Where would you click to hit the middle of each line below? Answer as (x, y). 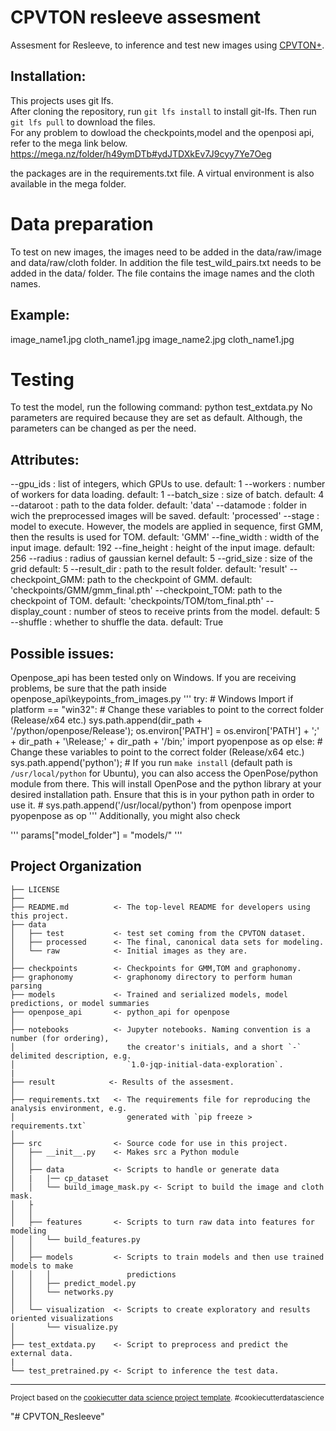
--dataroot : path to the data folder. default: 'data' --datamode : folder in (159, 505)
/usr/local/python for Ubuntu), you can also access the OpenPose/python (164, 773)
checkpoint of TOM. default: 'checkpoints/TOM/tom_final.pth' (137, 601)
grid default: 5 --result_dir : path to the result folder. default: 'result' (149, 569)
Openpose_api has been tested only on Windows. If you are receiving (153, 678)
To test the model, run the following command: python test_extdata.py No (161, 407)
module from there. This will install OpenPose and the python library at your (166, 784)
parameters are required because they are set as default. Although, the (156, 418)
